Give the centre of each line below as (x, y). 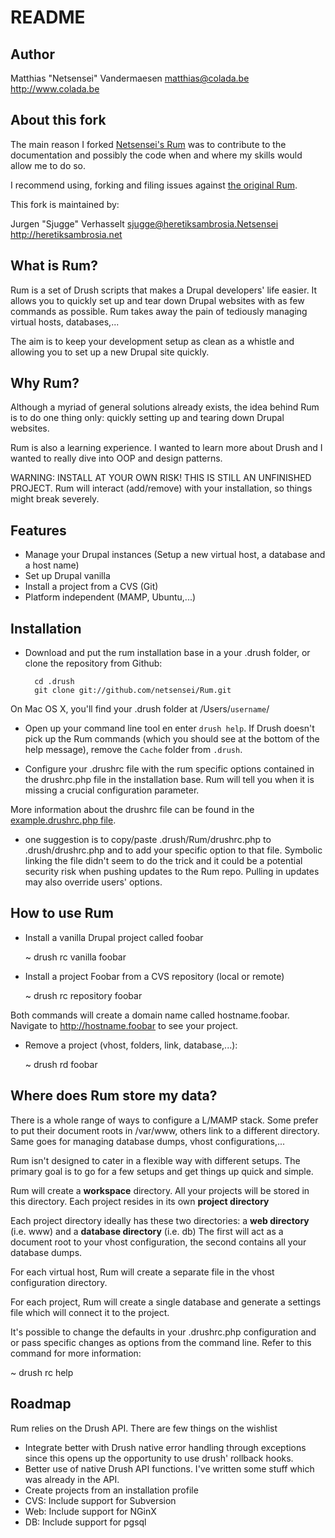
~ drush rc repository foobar (83, 995)
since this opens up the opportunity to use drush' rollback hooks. (159, 1458)
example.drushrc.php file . (63, 820)
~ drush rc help (42, 1372)
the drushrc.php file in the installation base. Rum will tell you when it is (169, 780)
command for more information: (76, 1353)
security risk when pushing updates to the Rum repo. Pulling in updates (172, 872)
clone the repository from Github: (93, 663)
